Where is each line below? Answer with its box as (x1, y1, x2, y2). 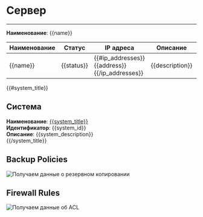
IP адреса (105, 43, 135, 52)
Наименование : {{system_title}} (6, 118, 89, 125)
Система (6, 102, 42, 112)
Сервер (6, 4, 47, 17)
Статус (63, 43, 86, 52)
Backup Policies (6, 154, 68, 165)
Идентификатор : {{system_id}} (6, 124, 86, 131)
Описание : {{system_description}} (6, 130, 94, 137)
